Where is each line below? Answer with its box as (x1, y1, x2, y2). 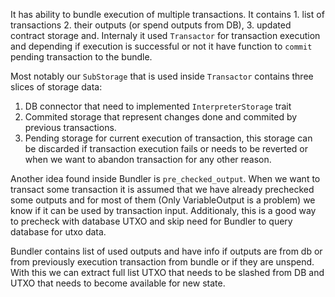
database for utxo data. (10, 226, 107, 238)
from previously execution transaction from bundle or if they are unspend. (10, 256, 315, 268)
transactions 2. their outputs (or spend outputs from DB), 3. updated (10, 19, 292, 31)
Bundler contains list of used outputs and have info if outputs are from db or (10, 245, 323, 257)
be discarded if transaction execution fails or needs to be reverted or (24, 143, 309, 154)
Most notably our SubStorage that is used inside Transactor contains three (10, 70, 314, 82)
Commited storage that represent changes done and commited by (24, 111, 298, 123)
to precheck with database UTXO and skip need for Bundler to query (10, 215, 293, 227)
